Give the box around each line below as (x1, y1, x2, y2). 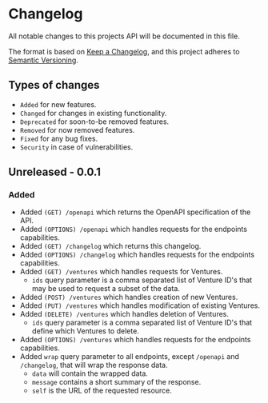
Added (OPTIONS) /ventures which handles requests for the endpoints (19, 335, 251, 345)
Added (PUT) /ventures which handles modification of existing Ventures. (19, 301, 260, 310)
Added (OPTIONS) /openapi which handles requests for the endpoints (19, 225, 248, 234)
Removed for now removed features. (19, 125, 135, 134)
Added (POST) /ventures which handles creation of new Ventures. (19, 293, 238, 302)
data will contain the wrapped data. (31, 369, 148, 378)
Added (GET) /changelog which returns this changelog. (19, 241, 202, 251)
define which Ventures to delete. (31, 326, 140, 336)
